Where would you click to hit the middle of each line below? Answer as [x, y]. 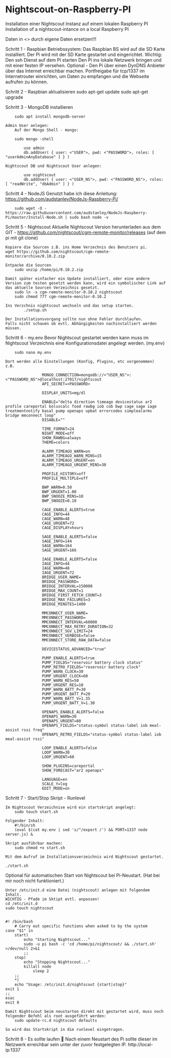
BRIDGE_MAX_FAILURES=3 [66, 599]
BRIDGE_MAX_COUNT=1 [62, 591]
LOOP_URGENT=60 [58, 757]
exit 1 [12, 989]
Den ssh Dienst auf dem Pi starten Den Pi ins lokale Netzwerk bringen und [83, 60]
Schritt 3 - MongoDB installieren [39, 107]
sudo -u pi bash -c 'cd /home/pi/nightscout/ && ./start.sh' [90, 944]
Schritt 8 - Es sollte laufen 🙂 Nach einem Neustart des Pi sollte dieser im [81, 1039]
